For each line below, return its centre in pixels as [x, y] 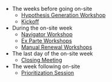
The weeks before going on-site [52, 9]
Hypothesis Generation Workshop [63, 15]
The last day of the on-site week [52, 53]
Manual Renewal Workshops [57, 47]
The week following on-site [46, 66]
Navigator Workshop [47, 34]
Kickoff [30, 21]
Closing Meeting [41, 60]
